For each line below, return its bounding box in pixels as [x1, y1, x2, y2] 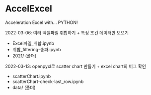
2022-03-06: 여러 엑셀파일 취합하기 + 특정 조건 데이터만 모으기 [5, 29, 129, 35]
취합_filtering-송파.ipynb [12, 46, 61, 52]
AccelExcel [5, 3, 52, 14]
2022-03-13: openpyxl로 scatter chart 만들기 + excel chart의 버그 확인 [5, 63, 147, 69]
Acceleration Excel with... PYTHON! [5, 19, 78, 25]
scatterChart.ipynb [12, 73, 51, 79]
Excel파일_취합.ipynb [12, 40, 55, 46]
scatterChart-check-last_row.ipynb [12, 78, 84, 85]
